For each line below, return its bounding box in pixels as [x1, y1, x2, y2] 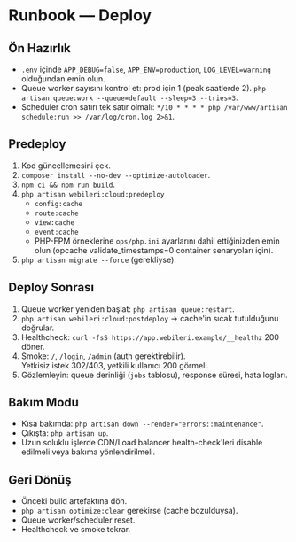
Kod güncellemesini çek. [20, 160, 112, 171]
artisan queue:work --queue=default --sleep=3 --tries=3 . [20, 92, 238, 103]
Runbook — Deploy [8, 5, 152, 26]
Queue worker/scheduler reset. [20, 515, 136, 525]
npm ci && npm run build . [20, 179, 116, 190]
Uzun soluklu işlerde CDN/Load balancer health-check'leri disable [20, 437, 263, 448]
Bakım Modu [8, 395, 79, 410]
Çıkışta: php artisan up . [20, 428, 109, 438]
